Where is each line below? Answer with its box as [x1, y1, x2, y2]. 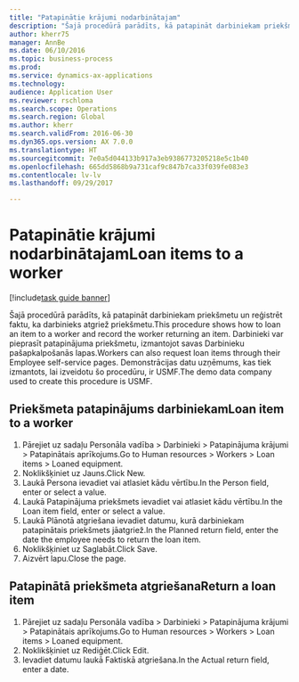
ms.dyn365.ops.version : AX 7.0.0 [9, 137, 133, 146]
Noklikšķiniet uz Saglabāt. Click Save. [21, 543, 158, 554]
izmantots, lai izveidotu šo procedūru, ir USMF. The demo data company [9, 366, 272, 377]
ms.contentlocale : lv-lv [9, 170, 101, 179]
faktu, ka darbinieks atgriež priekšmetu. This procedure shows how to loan [9, 319, 281, 330]
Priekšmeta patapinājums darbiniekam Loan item [9, 402, 285, 417]
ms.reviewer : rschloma [9, 95, 93, 105]
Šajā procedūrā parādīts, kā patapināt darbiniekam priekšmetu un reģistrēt [9, 309, 283, 321]
